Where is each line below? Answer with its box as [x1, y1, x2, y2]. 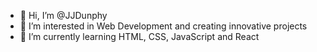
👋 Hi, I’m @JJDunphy [19, 10, 108, 21]
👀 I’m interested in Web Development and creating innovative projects [19, 20, 308, 32]
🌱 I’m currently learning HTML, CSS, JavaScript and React [19, 31, 260, 42]
